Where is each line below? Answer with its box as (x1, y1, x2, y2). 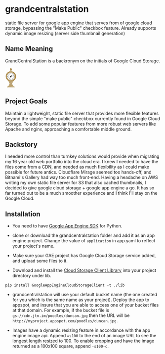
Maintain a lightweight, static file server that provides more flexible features (5, 110, 159, 116)
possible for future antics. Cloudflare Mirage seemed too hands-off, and (5, 169, 152, 175)
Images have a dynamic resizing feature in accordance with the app (12, 327, 151, 333)
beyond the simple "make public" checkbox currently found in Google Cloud (5, 115, 161, 122)
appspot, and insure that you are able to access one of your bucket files (12, 302, 159, 308)
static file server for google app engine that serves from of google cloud (5, 20, 152, 26)
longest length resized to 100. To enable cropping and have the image (12, 338, 155, 344)
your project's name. (12, 243, 55, 249)
